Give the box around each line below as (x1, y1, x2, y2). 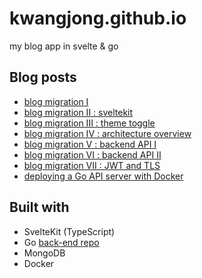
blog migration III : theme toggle (23, 117, 156, 129)
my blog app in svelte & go (9, 40, 119, 52)
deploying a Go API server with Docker (23, 170, 184, 182)
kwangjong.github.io (9, 7, 187, 30)
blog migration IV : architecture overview (23, 127, 192, 139)
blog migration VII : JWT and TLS (23, 159, 161, 171)
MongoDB (23, 247, 66, 259)
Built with (9, 199, 70, 216)
